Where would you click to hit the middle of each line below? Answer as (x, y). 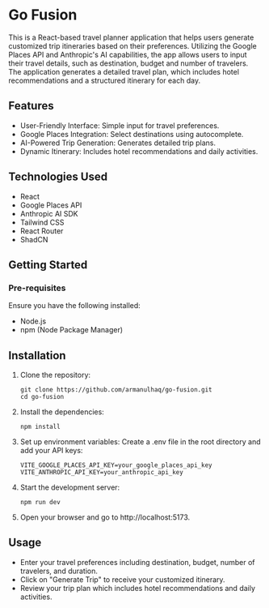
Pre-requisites (37, 288)
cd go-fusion (42, 397)
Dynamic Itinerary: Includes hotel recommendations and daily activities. (139, 151)
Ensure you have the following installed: (75, 306)
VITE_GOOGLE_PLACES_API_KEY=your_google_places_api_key (116, 465)
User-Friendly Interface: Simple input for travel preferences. (120, 125)
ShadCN (34, 239)
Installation (37, 355)
